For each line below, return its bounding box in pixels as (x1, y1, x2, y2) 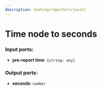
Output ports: (5, 69, 38, 76)
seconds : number (12, 81, 46, 87)
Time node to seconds (5, 28, 98, 39)
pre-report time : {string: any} (12, 57, 76, 63)
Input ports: (5, 46, 34, 53)
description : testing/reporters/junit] (5, 7, 86, 12)
